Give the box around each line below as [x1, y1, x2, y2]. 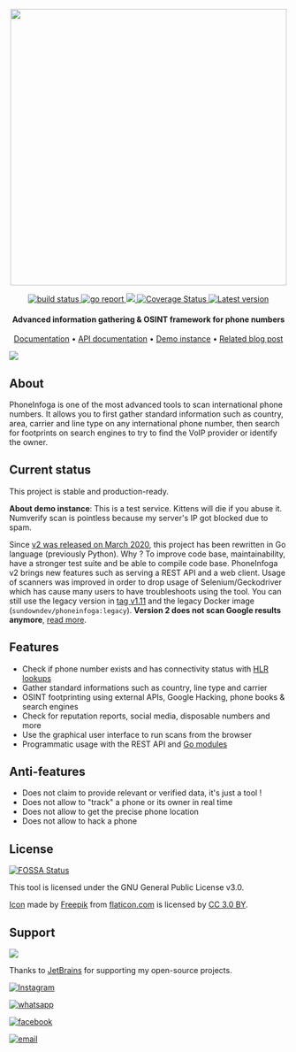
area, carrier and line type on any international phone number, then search [9, 418, 280, 429]
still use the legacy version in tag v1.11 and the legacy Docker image [9, 595, 254, 606]
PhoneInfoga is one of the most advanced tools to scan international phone [9, 399, 283, 411]
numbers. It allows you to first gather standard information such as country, [9, 409, 285, 419]
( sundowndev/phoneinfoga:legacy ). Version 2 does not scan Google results [9, 604, 281, 615]
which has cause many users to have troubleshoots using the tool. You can [9, 586, 282, 596]
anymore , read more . [9, 614, 87, 625]
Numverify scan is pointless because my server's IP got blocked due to [9, 512, 269, 523]
